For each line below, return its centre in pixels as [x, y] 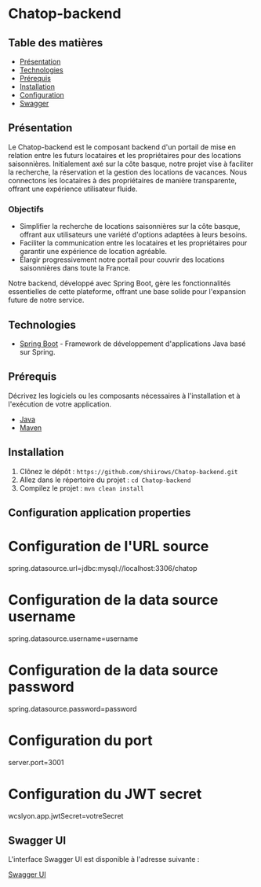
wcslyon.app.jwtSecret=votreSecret [66, 815]
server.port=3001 [36, 762]
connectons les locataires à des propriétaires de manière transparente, [123, 180]
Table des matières [56, 43]
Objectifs [26, 209]
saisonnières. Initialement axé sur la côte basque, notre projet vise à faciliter [131, 164]
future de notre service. [46, 300]
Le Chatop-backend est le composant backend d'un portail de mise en [122, 147]
